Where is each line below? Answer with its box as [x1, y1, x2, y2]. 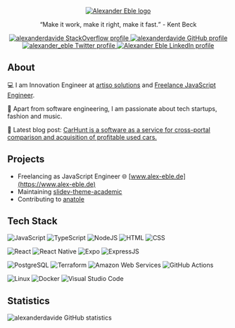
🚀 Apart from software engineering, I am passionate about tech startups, [7, 104, 217, 112]
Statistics [7, 295, 51, 307]
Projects [7, 153, 45, 165]
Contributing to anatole [17, 195, 84, 203]
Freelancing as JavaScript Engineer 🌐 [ [17, 172, 132, 181]
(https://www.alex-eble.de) [17, 180, 96, 188]
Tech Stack [7, 215, 58, 228]
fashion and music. [7, 112, 63, 120]
